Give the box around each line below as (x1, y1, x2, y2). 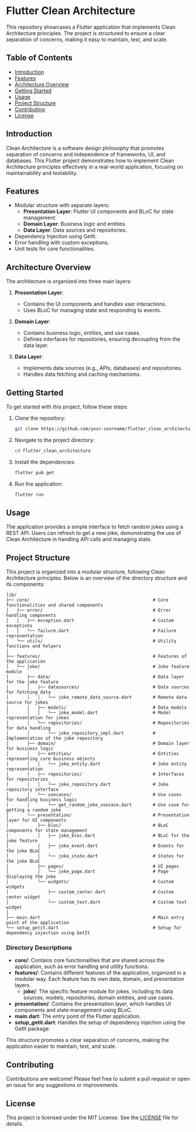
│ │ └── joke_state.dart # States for (6, 853, 184, 859)
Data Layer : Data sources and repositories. (23, 227, 128, 234)
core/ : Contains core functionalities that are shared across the (14, 957, 165, 964)
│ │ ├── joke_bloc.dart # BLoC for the (6, 833, 190, 839)
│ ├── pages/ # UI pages (6, 863, 180, 870)
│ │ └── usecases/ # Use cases (6, 792, 182, 798)
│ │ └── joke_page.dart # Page (6, 869, 169, 874)
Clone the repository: (14, 414, 66, 421)
